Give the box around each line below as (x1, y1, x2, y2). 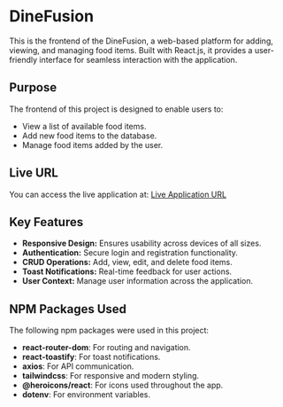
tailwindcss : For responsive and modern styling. (21, 371, 200, 381)
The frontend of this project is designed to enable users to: (9, 104, 224, 114)
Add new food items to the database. (21, 130, 157, 141)
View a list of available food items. (21, 121, 147, 131)
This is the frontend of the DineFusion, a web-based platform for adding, (9, 35, 274, 46)
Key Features (9, 215, 84, 230)
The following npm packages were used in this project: (9, 325, 210, 336)
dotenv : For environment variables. (21, 389, 150, 400)
